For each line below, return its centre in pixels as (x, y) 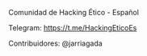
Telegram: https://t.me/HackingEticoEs (73, 28)
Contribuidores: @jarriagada (55, 43)
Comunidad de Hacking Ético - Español (74, 12)
